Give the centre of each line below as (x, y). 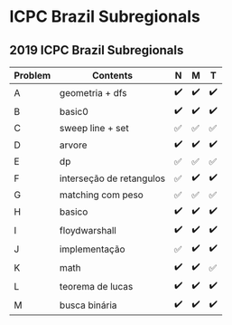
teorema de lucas (96, 286)
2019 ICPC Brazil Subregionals (97, 50)
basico (74, 212)
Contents (112, 76)
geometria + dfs (93, 92)
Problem (32, 76)
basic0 (74, 111)
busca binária (88, 305)
